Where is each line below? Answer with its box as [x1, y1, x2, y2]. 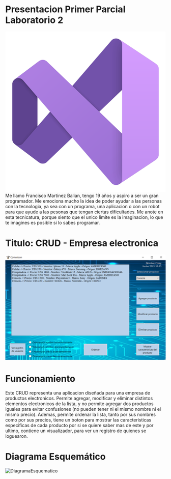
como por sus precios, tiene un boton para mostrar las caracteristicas [5, 417, 152, 423]
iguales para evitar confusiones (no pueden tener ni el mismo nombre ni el [5, 406, 161, 412]
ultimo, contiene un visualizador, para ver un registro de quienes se [5, 428, 147, 434]
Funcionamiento [5, 373, 75, 385]
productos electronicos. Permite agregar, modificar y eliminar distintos [5, 396, 153, 402]
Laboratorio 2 [5, 14, 64, 26]
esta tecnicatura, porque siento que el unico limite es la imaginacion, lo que [5, 214, 163, 220]
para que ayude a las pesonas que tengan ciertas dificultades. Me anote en [5, 209, 164, 215]
